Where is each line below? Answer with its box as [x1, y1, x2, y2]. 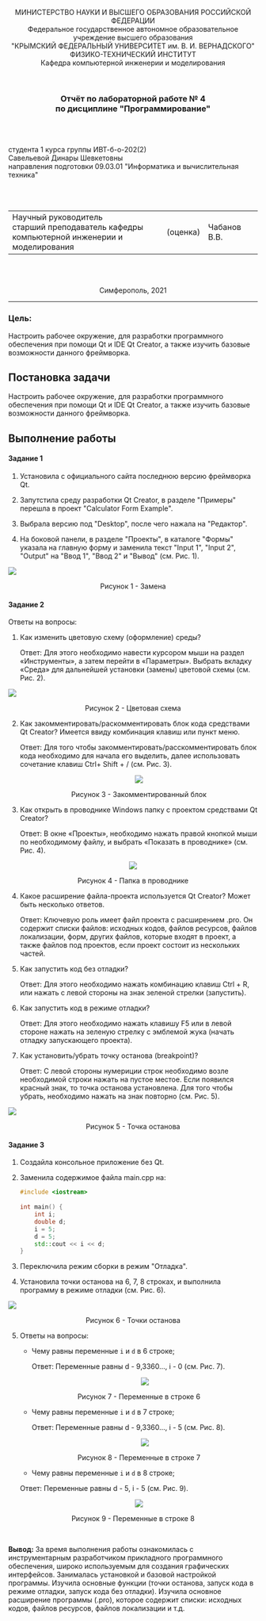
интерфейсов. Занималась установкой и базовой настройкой [8, 1570, 216, 1580]
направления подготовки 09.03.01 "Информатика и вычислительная [8, 162, 239, 171]
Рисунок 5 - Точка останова [85, 1122, 180, 1132]
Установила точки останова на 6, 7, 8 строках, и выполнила [19, 1277, 222, 1286]
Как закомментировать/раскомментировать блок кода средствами [19, 719, 250, 729]
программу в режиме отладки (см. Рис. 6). [19, 1286, 166, 1295]
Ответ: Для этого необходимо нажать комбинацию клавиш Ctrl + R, [19, 979, 250, 989]
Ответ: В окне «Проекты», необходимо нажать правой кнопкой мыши [19, 829, 257, 838]
